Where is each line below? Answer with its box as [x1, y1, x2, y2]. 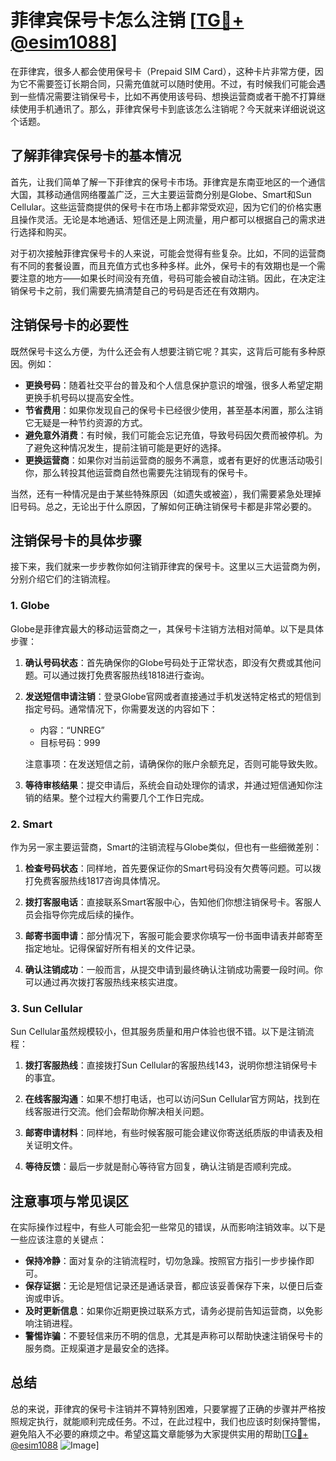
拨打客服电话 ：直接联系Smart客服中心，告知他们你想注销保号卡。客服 [24, 896, 313, 908]
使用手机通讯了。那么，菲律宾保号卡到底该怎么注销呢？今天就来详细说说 [18, 102, 317, 115]
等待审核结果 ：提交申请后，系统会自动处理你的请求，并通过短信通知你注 [24, 779, 323, 791]
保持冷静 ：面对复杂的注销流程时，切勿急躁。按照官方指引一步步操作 [24, 1255, 306, 1267]
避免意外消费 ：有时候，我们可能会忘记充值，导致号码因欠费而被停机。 [24, 429, 315, 441]
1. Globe [10, 599, 50, 613]
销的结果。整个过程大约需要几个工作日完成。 [24, 791, 210, 803]
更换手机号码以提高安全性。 [24, 391, 140, 403]
